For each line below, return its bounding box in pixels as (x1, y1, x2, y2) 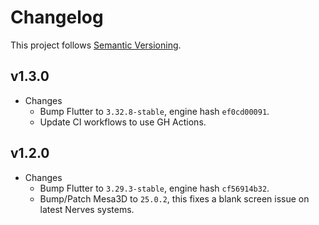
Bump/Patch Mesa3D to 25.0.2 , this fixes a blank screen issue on (39, 192, 310, 205)
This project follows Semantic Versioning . (10, 39, 182, 51)
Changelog (10, 6, 104, 29)
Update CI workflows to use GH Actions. (39, 116, 207, 128)
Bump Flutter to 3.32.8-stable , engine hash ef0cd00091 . (39, 105, 270, 117)
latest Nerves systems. (39, 203, 135, 215)
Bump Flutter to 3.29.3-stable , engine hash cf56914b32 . (39, 182, 270, 194)
